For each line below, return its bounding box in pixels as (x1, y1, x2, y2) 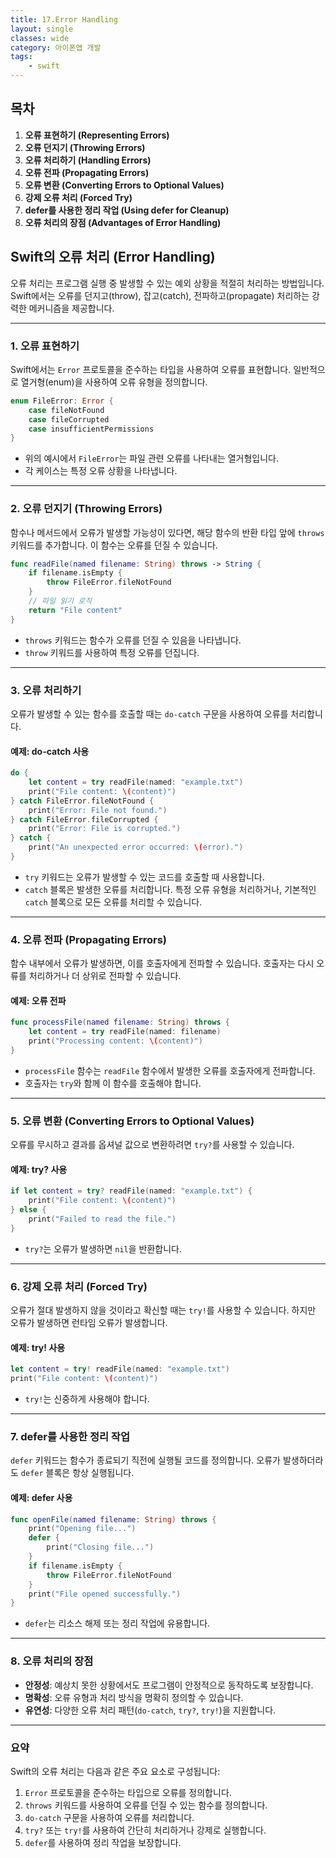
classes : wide (10, 33, 70, 43)
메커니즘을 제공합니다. (28, 302, 115, 314)
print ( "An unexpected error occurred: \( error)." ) (28, 842, 244, 853)
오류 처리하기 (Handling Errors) (24, 154, 152, 166)
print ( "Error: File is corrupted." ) (28, 824, 182, 834)
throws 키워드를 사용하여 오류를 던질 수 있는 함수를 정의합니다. (24, 1799, 268, 1811)
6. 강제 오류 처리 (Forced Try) (10, 1279, 148, 1293)
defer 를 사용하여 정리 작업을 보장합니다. (24, 1836, 182, 1848)
